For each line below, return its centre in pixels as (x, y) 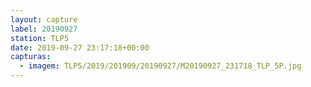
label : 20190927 (44, 29)
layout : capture (44, 19)
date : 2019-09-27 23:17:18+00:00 (80, 47)
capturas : (31, 57)
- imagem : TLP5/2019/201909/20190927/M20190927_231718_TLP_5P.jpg (160, 66)
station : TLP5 (40, 38)
